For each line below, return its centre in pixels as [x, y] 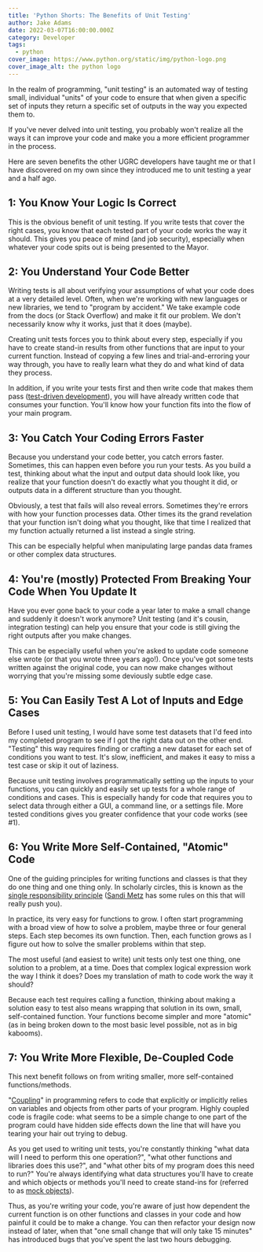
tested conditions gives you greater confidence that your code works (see [128, 814]
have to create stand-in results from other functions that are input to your [126, 348]
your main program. [40, 413]
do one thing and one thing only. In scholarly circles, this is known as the [126, 887]
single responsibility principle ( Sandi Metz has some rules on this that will [127, 895]
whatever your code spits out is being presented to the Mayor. [109, 247]
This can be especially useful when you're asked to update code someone [128, 651]
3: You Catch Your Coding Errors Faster [106, 438]
